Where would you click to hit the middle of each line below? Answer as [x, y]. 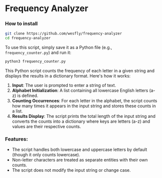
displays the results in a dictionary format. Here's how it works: [68, 76]
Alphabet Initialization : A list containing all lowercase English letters [80, 91]
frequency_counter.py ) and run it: [38, 53]
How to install [21, 24]
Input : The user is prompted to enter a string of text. [64, 85]
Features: [16, 139]
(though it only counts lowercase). [46, 155]
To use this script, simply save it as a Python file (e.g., [59, 48]
